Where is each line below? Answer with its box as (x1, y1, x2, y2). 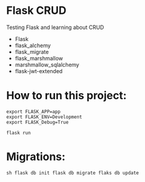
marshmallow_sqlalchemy (14, 61, 80, 68)
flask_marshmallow (14, 54, 63, 62)
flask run (6, 129, 31, 136)
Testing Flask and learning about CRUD (6, 24, 105, 31)
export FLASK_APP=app (6, 108, 61, 115)
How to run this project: (6, 89, 127, 103)
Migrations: (6, 150, 66, 164)
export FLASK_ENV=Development (6, 114, 83, 120)
